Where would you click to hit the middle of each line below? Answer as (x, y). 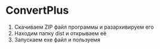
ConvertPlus (37, 10)
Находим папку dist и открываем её (60, 33)
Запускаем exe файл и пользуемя (57, 39)
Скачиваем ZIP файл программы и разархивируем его (84, 27)
